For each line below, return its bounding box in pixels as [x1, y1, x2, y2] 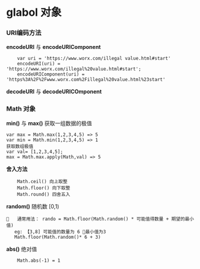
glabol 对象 [6, 5, 62, 19]
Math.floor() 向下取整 [17, 185, 70, 191]
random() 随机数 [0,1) [6, 203, 60, 210]
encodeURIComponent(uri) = [17, 71, 85, 77]
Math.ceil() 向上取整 [17, 178, 68, 184]
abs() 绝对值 [6, 245, 37, 253]
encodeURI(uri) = [17, 61, 61, 67]
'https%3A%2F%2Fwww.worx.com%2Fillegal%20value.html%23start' [6, 77, 166, 83]
